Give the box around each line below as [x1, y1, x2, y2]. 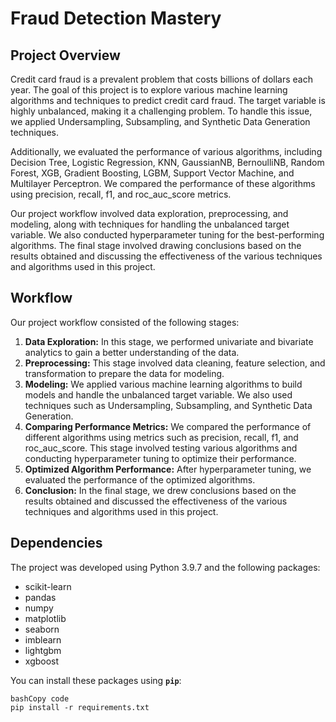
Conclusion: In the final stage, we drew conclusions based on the [24, 484, 297, 496]
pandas [24, 591, 57, 603]
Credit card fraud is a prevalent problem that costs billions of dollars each [10, 73, 313, 85]
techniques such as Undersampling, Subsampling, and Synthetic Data [24, 399, 313, 411]
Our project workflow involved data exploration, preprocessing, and [10, 208, 289, 219]
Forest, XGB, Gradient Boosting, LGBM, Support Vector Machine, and [10, 167, 295, 179]
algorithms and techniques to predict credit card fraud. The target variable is [10, 95, 326, 106]
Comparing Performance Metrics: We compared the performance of [24, 420, 312, 432]
